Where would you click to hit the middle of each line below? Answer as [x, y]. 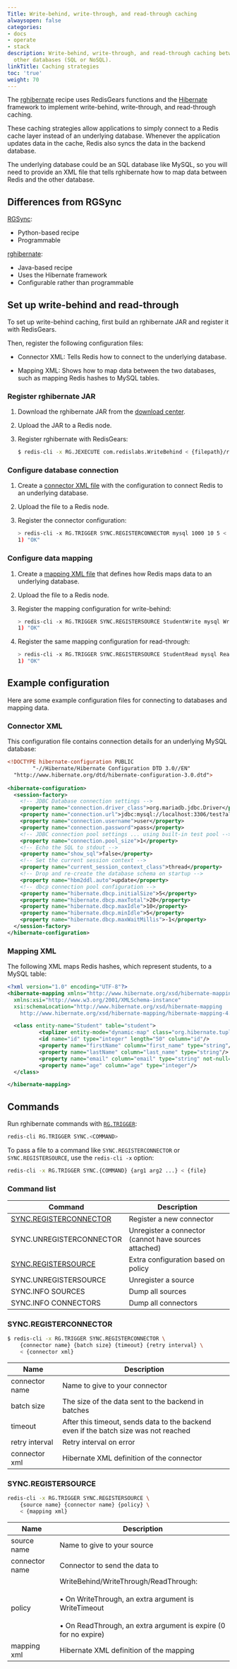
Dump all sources [158, 1291]
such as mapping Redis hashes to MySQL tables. [89, 378]
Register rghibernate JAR [51, 396]
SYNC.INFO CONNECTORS [56, 1303]
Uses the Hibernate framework [62, 275]
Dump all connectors [163, 1303]
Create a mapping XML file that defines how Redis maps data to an [115, 574]
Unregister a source [162, 1280]
